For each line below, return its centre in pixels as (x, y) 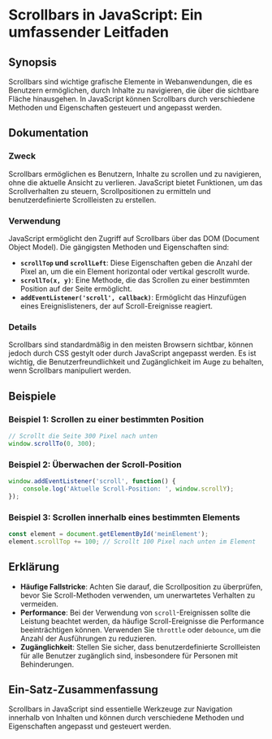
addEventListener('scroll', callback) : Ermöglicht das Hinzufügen (133, 297)
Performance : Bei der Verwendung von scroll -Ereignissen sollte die (135, 612)
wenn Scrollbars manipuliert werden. (70, 370)
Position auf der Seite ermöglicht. (76, 288)
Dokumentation (49, 133)
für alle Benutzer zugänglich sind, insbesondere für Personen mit (129, 655)
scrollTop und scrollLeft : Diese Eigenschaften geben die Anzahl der (136, 262)
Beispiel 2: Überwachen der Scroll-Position (95, 465)
